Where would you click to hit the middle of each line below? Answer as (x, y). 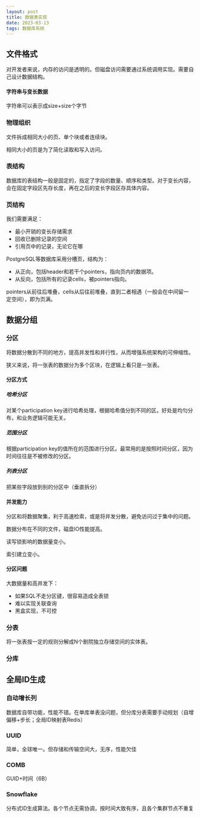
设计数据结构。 (29, 77)
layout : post (22, 12)
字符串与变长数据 (27, 91)
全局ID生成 (26, 680)
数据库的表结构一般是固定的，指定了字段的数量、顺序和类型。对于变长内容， (100, 180)
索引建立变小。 (24, 554)
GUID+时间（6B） (28, 779)
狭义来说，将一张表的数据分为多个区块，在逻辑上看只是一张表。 (84, 365)
